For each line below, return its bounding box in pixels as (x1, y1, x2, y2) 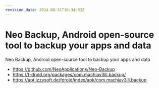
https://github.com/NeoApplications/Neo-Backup (12, 66, 115, 72)
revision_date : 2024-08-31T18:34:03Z (5, 7, 85, 13)
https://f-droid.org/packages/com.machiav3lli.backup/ (12, 71, 126, 77)
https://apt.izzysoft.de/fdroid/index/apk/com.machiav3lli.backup (12, 76, 147, 83)
